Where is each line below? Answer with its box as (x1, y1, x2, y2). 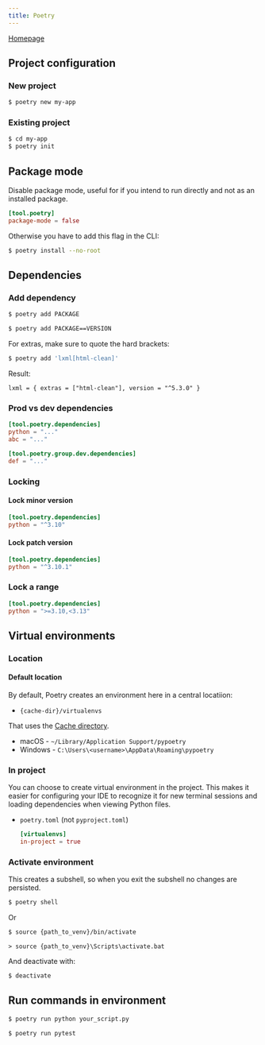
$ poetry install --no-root (8, 246, 102, 254)
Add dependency (8, 292, 77, 303)
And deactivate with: (8, 957, 76, 966)
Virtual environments (8, 629, 116, 642)
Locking (8, 476, 40, 487)
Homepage (8, 33, 45, 43)
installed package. (8, 194, 68, 203)
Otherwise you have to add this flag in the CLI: (8, 231, 160, 241)
